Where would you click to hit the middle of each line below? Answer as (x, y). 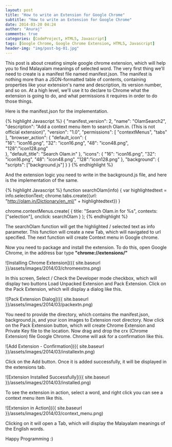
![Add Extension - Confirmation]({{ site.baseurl (55, 346)
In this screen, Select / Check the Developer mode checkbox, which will (81, 278)
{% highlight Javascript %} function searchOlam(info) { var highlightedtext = (86, 190)
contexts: (148, 211)
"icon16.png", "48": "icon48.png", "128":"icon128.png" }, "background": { (82, 159)
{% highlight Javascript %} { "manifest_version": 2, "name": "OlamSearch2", (86, 121)
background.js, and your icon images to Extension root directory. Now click (85, 320)
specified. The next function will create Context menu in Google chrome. (82, 237)
